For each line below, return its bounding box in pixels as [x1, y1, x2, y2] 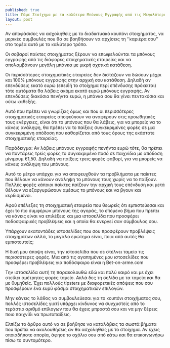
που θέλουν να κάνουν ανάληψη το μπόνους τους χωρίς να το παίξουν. [5, 177, 157, 183]
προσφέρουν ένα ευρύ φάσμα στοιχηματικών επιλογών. [5, 285, 124, 291]
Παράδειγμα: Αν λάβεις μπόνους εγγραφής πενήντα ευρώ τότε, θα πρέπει [5, 145, 163, 151]
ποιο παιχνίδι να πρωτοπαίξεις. [5, 312, 71, 318]
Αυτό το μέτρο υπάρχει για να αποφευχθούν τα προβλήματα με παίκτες [5, 171, 157, 177]
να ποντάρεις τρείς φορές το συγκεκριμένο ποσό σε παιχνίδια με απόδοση [5, 150, 163, 157]
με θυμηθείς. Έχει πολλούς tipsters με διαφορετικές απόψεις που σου [5, 280, 153, 286]
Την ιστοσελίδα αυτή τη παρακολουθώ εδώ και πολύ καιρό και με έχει [5, 269, 154, 276]
